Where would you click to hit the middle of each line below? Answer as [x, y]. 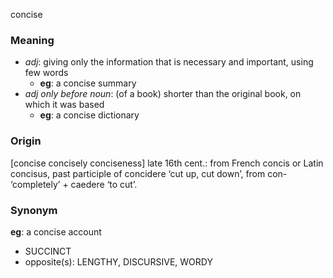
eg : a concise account [56, 231]
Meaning [32, 40]
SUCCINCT [48, 251]
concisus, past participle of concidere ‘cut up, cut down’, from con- [149, 173]
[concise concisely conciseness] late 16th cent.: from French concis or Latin [167, 163]
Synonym [34, 210]
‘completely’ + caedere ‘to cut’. [74, 184]
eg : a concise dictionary [89, 115]
